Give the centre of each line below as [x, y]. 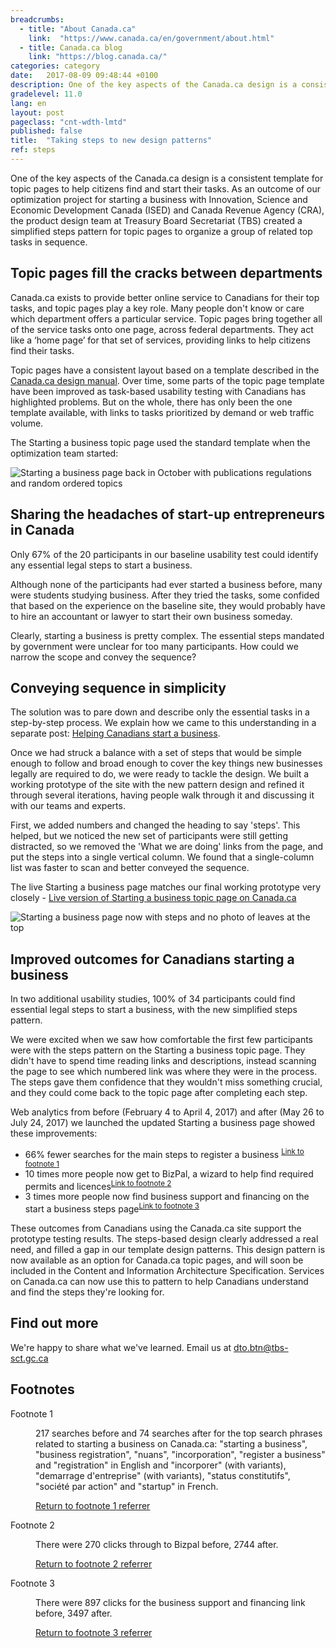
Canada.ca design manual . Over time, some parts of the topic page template [167, 380]
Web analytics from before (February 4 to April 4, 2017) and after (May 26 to [167, 1112]
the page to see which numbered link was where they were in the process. [164, 1072]
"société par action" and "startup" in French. [127, 1486]
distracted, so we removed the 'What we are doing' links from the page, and [167, 847]
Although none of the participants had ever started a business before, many [166, 584]
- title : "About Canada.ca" [78, 29]
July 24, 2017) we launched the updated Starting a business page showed [163, 1123]
